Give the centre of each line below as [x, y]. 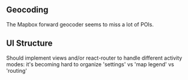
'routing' [17, 70]
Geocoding [27, 10]
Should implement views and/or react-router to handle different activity [94, 58]
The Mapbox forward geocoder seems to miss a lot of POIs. [80, 24]
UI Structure [29, 44]
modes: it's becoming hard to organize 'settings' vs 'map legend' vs [90, 64]
